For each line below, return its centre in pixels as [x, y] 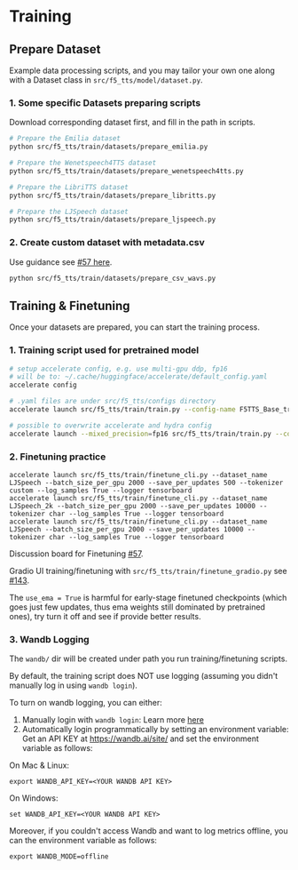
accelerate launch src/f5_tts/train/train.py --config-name [123, 410]
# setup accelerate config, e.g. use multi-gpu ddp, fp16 [118, 369]
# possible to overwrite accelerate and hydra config [111, 425]
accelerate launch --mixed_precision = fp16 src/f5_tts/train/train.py [141, 434]
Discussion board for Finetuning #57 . [76, 554]
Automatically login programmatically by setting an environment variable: [155, 730]
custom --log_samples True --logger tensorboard [101, 491]
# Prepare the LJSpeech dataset [69, 212]
